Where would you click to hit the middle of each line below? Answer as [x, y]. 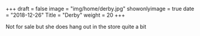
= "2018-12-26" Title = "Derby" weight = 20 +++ [65, 15]
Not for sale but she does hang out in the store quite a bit [76, 27]
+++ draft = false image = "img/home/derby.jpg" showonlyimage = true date [100, 9]
